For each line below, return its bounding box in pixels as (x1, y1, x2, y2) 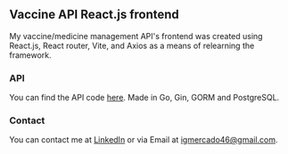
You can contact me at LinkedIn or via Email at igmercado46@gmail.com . (9, 134, 278, 145)
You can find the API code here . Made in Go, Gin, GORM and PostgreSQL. (9, 93, 280, 103)
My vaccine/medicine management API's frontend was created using (9, 30, 263, 41)
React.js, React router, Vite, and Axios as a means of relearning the (9, 40, 255, 51)
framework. (9, 49, 52, 61)
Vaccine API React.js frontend (9, 7, 180, 22)
